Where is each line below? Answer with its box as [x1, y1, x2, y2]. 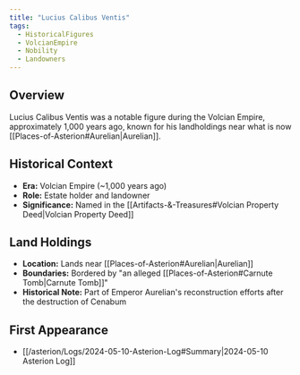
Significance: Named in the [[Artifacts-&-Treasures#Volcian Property [21, 199, 279, 210]
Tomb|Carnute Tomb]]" [21, 277, 109, 288]
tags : [9, 21, 30, 30]
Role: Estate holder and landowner [21, 190, 150, 200]
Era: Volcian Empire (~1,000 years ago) [21, 180, 167, 191]
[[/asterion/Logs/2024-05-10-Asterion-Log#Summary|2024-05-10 [21, 346, 269, 357]
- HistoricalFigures [17, 30, 94, 38]
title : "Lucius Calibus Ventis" [9, 13, 130, 22]
